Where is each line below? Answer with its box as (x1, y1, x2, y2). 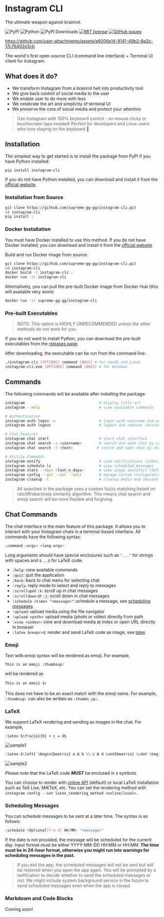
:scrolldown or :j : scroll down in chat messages (12, 593, 110, 599)
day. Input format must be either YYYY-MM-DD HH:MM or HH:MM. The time (5, 842, 159, 848)
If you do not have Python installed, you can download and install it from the (5, 177, 158, 183)
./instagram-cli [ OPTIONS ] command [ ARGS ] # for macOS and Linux (5, 360, 141, 365)
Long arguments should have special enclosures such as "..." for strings (5, 552, 153, 558)
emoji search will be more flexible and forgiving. (17, 496, 114, 502)
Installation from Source (5, 194, 63, 201)
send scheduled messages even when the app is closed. (17, 883, 131, 889)
